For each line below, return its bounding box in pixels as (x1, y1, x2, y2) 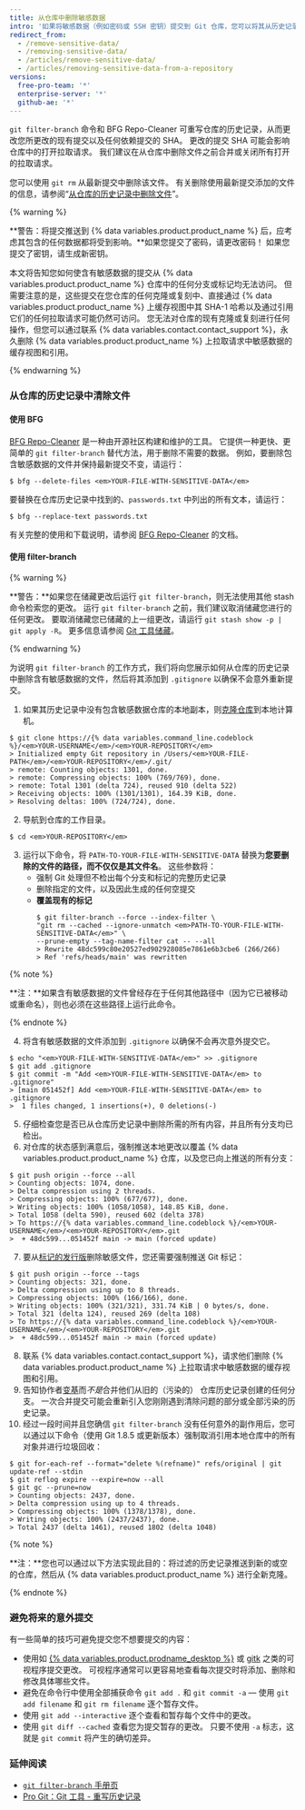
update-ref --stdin (9, 1467, 84, 1477)
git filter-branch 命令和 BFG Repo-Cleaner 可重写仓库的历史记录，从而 (9, 124, 283, 134)
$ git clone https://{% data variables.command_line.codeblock (9, 733, 254, 742)
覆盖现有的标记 (35, 894, 93, 905)
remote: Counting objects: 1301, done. (17, 765, 169, 774)
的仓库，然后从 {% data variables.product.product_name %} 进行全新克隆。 (9, 1568, 293, 1579)
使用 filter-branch (9, 552, 77, 562)
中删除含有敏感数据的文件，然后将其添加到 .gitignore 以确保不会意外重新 (9, 673, 286, 684)
